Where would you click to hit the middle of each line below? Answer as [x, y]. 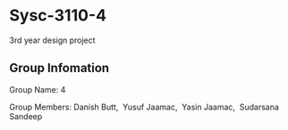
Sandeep [26, 116]
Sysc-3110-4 [58, 16]
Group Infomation [59, 68]
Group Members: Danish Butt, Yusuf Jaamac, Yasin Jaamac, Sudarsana [144, 107]
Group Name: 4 [38, 89]
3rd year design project [52, 40]
